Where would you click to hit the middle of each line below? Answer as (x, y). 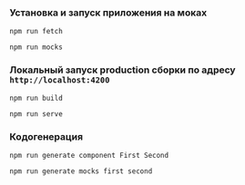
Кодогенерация (46, 136)
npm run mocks (36, 47)
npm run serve (36, 114)
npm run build (36, 98)
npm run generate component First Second (89, 155)
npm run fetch (36, 32)
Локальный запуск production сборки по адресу (122, 70)
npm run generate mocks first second (81, 171)
